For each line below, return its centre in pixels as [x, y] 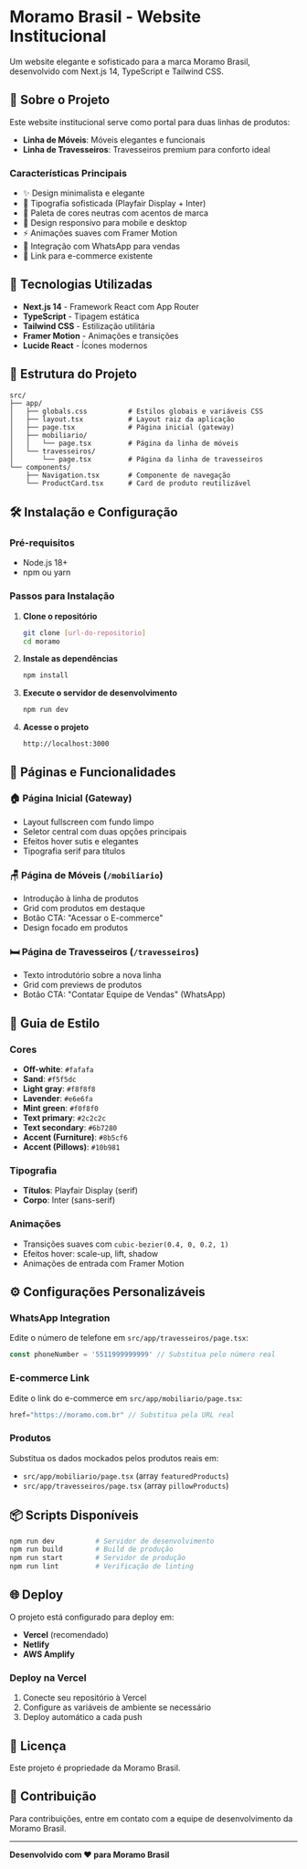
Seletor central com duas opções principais [105, 831]
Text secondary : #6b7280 [69, 1128]
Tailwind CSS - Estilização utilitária [89, 325]
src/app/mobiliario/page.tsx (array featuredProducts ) [126, 1476]
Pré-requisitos [42, 543]
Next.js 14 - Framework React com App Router [111, 306]
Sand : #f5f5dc [49, 1079]
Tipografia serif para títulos [74, 851]
